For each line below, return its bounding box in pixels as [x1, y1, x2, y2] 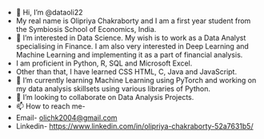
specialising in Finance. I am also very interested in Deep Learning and [15, 42, 250, 51]
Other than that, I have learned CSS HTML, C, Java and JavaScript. [15, 67, 238, 76]
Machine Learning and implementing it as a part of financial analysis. [15, 50, 243, 59]
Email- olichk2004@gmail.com [15, 113, 118, 122]
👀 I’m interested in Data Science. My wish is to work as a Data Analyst [15, 33, 246, 42]
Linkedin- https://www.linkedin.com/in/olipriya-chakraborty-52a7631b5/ [15, 121, 254, 131]
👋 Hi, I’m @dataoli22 [15, 8, 83, 17]
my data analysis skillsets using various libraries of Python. [15, 84, 210, 93]
